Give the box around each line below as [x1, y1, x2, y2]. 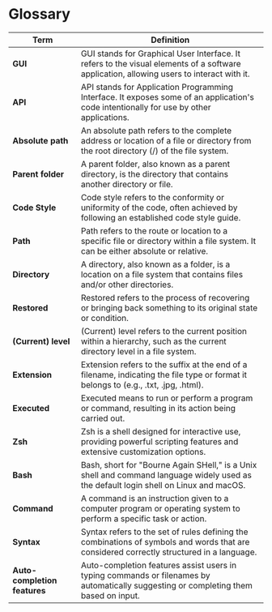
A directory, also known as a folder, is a [80, 259, 231, 270]
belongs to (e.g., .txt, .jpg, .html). [80, 379, 204, 390]
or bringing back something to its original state [80, 302, 258, 313]
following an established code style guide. [80, 212, 241, 223]
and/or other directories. [80, 279, 174, 290]
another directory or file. [80, 178, 173, 190]
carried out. [80, 413, 125, 424]
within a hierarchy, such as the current [80, 336, 227, 347]
